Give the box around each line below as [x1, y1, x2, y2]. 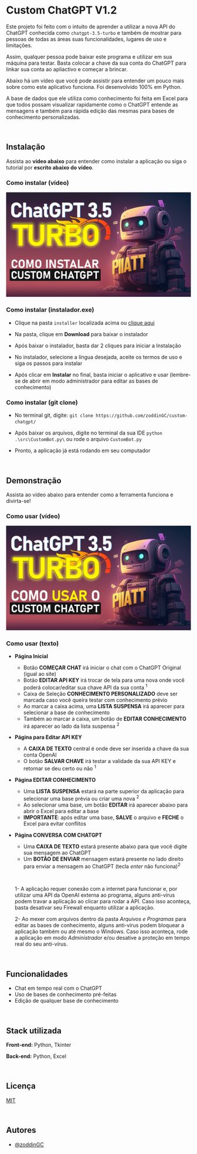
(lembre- [169, 371, 191, 378]
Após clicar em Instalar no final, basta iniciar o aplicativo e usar [14, 371, 169, 378]
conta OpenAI [23, 751, 57, 758]
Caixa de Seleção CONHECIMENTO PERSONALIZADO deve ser [23, 690, 178, 697]
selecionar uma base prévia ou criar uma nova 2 [23, 794, 140, 802]
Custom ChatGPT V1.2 [6, 4, 117, 17]
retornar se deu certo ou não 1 [23, 764, 97, 772]
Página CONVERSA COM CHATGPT [14, 831, 103, 838]
